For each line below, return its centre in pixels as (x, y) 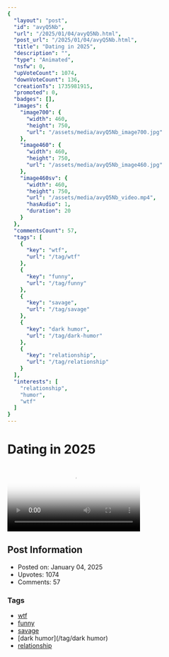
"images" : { (31, 106)
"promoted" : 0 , (36, 93)
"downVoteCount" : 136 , (47, 79)
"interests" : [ (36, 381)
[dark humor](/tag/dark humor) (63, 638)
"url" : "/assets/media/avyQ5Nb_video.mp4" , (91, 198)
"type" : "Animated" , (44, 60)
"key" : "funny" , (50, 276)
